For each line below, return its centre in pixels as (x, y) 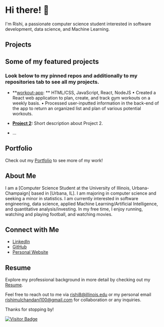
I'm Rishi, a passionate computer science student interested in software (78, 24)
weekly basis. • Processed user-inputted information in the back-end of (86, 103)
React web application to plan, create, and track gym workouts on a (81, 98)
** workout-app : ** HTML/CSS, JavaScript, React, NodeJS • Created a (84, 93)
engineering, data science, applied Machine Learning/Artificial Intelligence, (82, 204)
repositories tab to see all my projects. (52, 82)
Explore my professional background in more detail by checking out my (78, 280)
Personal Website (30, 252)
